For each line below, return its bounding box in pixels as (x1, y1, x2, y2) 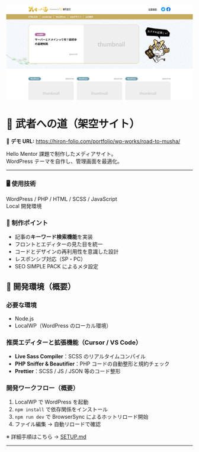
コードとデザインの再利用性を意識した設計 (14, 248, 119, 255)
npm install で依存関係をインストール (14, 406, 108, 413)
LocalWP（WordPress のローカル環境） (14, 322, 112, 329)
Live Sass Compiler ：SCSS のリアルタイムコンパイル (14, 352, 146, 360)
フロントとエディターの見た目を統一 (14, 241, 103, 248)
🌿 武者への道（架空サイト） (6, 117, 140, 130)
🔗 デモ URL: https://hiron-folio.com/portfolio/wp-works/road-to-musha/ (6, 138, 181, 145)
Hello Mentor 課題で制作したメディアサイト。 (6, 150, 117, 158)
